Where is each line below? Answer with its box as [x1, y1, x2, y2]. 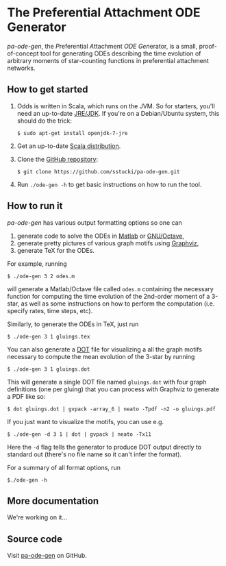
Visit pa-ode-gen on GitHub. [7, 552, 88, 560]
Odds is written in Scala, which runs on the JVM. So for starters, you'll [16, 101, 216, 110]
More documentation [7, 495, 99, 506]
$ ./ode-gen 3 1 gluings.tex [7, 333, 90, 340]
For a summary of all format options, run [7, 463, 121, 471]
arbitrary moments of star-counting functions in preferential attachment [7, 56, 209, 64]
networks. [7, 64, 36, 72]
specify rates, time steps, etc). [7, 306, 93, 315]
